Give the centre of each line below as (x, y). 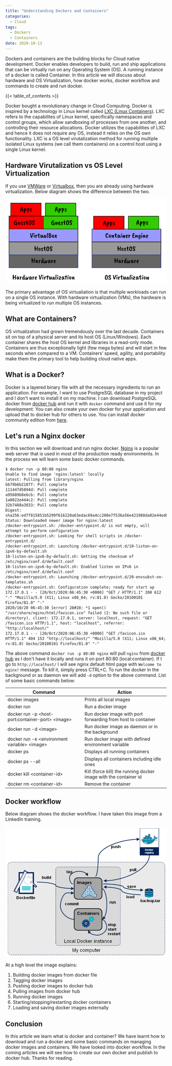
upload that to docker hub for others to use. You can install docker (75, 414)
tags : (11, 27)
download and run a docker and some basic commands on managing (78, 1042)
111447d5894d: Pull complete (36, 490)
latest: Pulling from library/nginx (44, 480)
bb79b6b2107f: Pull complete (36, 485)
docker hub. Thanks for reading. (39, 1058)
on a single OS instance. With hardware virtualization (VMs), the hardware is (86, 297)
